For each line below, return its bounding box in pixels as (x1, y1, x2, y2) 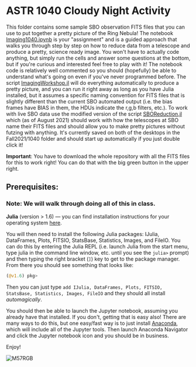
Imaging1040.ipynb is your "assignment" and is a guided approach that (6, 36, 177, 43)
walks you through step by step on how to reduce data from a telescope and (6, 42, 190, 49)
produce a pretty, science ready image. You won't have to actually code (6, 48, 180, 55)
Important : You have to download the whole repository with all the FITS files (6, 153, 190, 160)
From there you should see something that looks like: (6, 261, 133, 268)
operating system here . (6, 219, 63, 226)
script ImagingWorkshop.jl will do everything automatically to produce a (6, 79, 180, 86)
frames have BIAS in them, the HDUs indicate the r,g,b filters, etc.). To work (6, 104, 188, 111)
